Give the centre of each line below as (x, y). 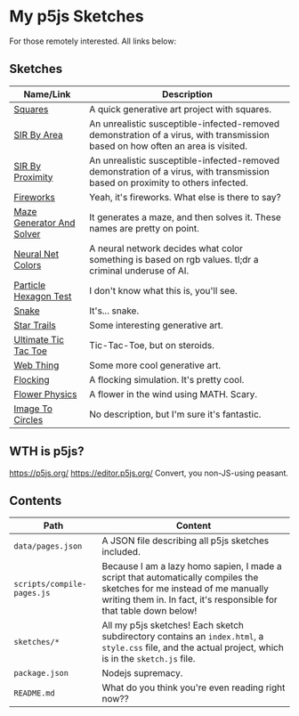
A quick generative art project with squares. (180, 109)
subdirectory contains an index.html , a (183, 637)
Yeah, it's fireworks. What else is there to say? (185, 197)
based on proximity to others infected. (169, 183)
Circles (28, 419)
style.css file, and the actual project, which (193, 647)
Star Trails (35, 325)
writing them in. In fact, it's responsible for (190, 600)
